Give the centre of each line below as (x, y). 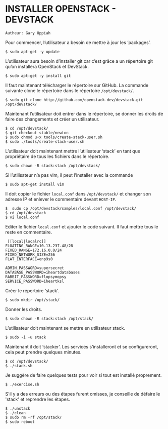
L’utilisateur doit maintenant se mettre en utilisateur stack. (65, 328)
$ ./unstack (18, 408)
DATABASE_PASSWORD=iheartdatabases (43, 272)
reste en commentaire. (29, 232)
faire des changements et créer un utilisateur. (52, 119)
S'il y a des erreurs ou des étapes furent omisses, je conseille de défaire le (83, 394)
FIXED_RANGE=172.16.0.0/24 (34, 250)
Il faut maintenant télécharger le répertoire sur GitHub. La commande (77, 85)
